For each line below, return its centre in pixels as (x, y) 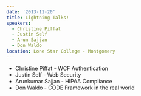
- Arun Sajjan (29, 40)
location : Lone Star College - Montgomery (61, 51)
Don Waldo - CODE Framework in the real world (75, 88)
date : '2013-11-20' (31, 12)
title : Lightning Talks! (38, 18)
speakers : (19, 23)
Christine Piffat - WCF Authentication (61, 68)
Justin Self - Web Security (48, 75)
